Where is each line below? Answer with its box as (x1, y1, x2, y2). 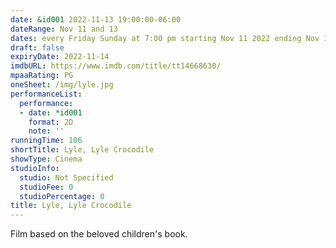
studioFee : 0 (19, 182, 74, 192)
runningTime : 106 (10, 136, 83, 146)
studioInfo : (10, 163, 60, 173)
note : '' (28, 126, 65, 136)
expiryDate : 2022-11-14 (10, 52, 110, 62)
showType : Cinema (10, 154, 83, 164)
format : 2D (28, 117, 74, 127)
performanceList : (10, 89, 83, 99)
